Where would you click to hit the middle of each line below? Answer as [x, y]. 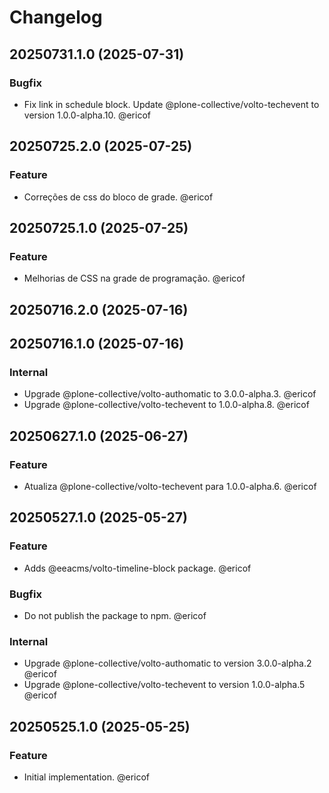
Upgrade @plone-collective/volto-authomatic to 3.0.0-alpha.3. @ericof [170, 394]
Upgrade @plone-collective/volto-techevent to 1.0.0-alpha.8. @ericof [166, 405]
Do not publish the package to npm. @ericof [115, 615]
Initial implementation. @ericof [87, 777]
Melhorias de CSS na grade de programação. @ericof [134, 278]
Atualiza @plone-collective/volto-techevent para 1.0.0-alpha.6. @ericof [170, 487]
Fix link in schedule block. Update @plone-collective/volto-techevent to [171, 104]
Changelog [56, 17]
